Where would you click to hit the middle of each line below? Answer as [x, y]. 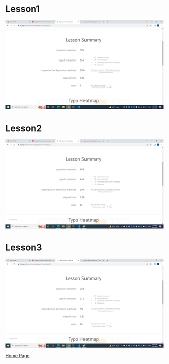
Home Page [17, 356]
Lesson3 [24, 247]
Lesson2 [24, 128]
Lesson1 [23, 9]
